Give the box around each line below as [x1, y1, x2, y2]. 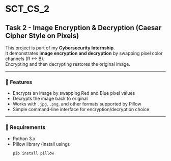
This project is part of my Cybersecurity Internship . [5, 45, 116, 51]
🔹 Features [5, 78, 33, 86]
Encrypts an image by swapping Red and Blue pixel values [12, 90, 135, 96]
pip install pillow [12, 151, 54, 156]
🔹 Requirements [5, 124, 46, 131]
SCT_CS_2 [5, 3, 50, 15]
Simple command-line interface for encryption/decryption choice [12, 106, 150, 113]
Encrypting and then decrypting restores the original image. [5, 61, 131, 67]
